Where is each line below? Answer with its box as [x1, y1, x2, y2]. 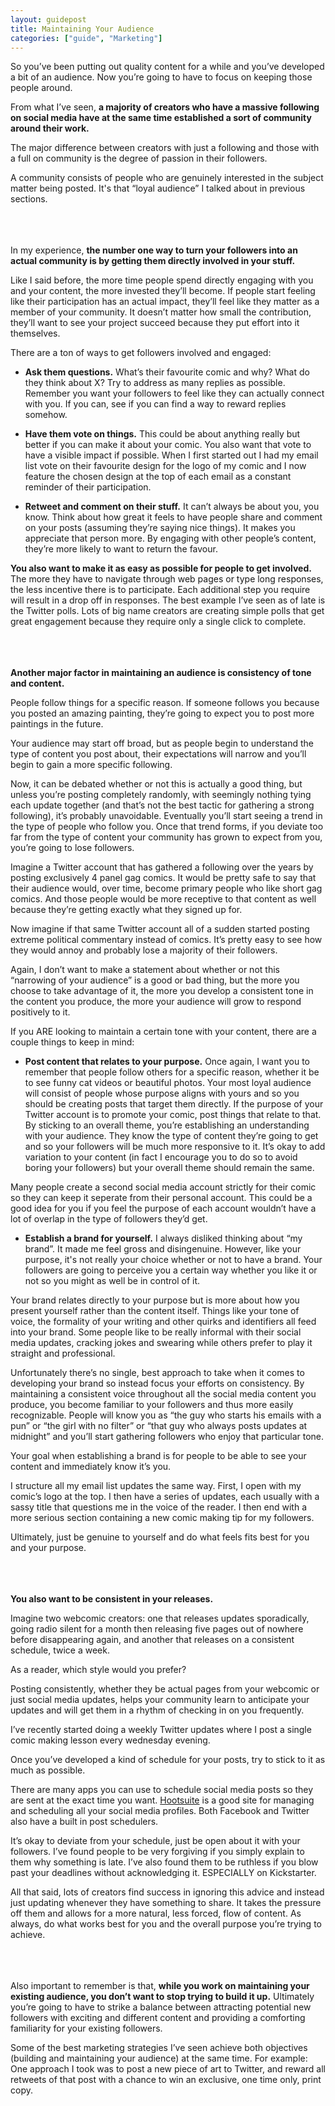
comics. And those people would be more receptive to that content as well [10, 893, 317, 905]
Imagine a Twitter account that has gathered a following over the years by [10, 861, 314, 873]
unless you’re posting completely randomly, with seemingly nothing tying [10, 789, 312, 801]
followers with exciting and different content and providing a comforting [10, 2012, 306, 2024]
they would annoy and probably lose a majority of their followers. [10, 944, 278, 956]
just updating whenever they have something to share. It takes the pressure [10, 1897, 322, 1909]
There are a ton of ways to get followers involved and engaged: [10, 347, 272, 359]
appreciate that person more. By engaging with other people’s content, [24, 532, 317, 545]
